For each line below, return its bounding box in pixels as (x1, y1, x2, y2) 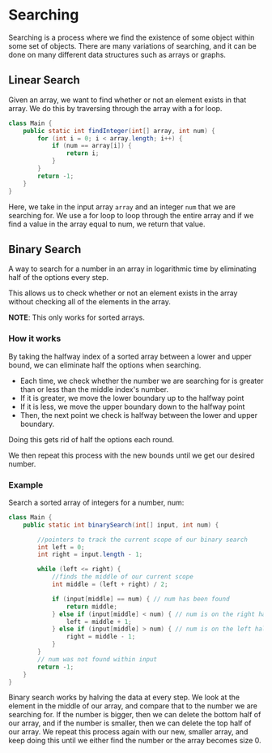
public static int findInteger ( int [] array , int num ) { (23, 127, 216, 135)
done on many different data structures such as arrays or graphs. (8, 49, 227, 59)
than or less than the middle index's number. (19, 384, 168, 394)
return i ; (66, 149, 100, 157)
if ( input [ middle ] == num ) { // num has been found (51, 595, 230, 603)
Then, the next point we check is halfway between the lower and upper (19, 410, 257, 420)
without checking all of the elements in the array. (8, 297, 172, 307)
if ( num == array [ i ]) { (51, 142, 132, 150)
